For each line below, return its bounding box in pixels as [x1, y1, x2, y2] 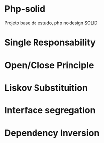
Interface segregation [4, 105, 96, 116]
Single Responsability [4, 37, 96, 48]
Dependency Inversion [4, 127, 100, 139]
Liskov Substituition [4, 82, 88, 93]
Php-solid [4, 3, 46, 15]
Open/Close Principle [4, 60, 94, 71]
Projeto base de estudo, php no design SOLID [4, 20, 98, 26]
